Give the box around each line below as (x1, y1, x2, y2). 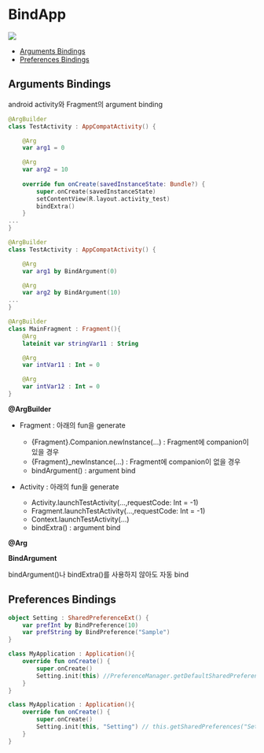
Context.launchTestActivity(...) (31, 514, 130, 524)
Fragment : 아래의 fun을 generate (19, 420, 126, 430)
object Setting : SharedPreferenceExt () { (8, 614, 149, 621)
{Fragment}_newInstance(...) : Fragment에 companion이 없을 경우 (31, 457, 241, 466)
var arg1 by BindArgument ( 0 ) (22, 267, 118, 275)
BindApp (8, 6, 67, 24)
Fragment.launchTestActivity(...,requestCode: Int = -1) (31, 506, 206, 515)
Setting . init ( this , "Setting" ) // (36, 723, 149, 731)
